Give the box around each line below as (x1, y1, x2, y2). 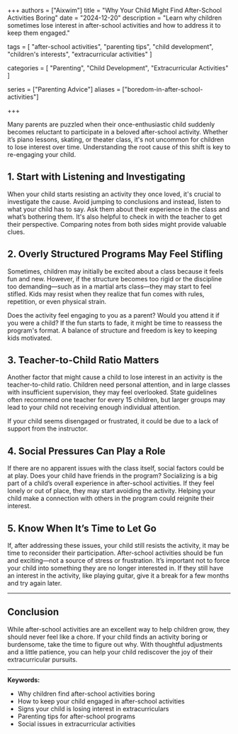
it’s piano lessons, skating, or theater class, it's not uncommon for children (7, 135, 225, 144)
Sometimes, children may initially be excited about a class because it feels (7, 266, 224, 276)
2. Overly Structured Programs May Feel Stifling (7, 248, 223, 260)
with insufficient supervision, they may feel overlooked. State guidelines (7, 388, 217, 396)
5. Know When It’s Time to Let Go (7, 522, 157, 534)
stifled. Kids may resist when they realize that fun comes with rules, (7, 289, 205, 298)
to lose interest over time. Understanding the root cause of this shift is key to (7, 143, 231, 151)
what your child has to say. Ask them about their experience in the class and (7, 205, 230, 213)
